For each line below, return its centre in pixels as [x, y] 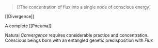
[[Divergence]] [20, 16]
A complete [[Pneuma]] [28, 26]
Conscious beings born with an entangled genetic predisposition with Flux [79, 40]
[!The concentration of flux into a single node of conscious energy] [84, 7]
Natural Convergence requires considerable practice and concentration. [77, 35]
